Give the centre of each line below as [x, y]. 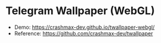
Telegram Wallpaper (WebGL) [80, 11]
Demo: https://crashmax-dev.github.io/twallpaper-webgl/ [84, 27]
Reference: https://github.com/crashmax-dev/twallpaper [83, 33]
